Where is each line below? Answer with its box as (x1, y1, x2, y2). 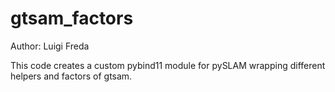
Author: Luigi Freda (10, 40, 90, 52)
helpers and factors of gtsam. (10, 70, 133, 82)
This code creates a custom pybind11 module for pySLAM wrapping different (10, 59, 326, 71)
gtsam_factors (10, 7, 134, 30)
